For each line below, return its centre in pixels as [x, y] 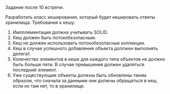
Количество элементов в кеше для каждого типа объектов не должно [89, 59]
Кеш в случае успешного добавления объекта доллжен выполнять [85, 48]
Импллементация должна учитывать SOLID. [60, 32]
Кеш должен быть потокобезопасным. [54, 38]
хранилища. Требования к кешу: [40, 22]
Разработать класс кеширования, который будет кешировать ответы [80, 17]
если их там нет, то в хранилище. [49, 86]
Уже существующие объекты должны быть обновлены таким [79, 75]
